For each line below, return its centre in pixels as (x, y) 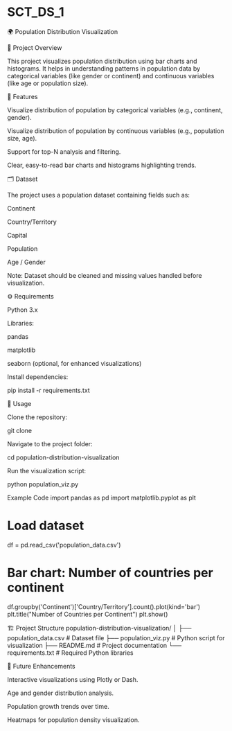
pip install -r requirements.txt (48, 390)
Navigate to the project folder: (50, 443)
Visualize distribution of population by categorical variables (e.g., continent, (115, 110)
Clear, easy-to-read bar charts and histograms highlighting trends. (102, 165)
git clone (20, 430)
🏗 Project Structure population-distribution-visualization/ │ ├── (99, 628)
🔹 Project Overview (35, 47)
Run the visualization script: (47, 470)
